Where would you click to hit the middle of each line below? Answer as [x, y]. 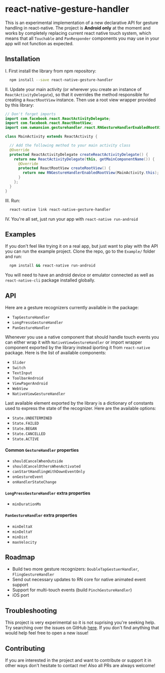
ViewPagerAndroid [30, 383]
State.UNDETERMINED [32, 418]
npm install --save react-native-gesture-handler [61, 80]
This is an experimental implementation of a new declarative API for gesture [82, 23]
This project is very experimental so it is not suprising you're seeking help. [80, 622]
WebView [20, 389]
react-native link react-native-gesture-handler [60, 209]
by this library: [20, 105]
